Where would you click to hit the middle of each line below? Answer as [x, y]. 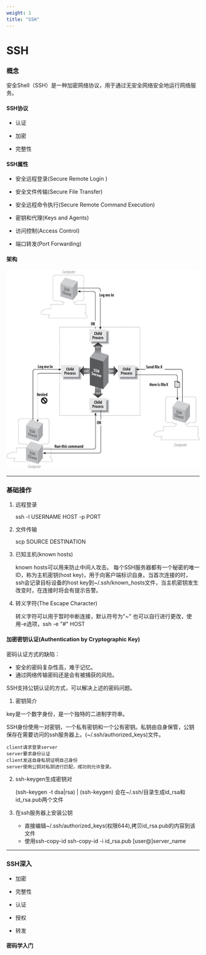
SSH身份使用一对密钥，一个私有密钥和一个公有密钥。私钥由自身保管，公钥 [101, 727]
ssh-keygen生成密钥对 [44, 779]
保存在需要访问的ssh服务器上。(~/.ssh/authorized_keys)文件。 [85, 734]
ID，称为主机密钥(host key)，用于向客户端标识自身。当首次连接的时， [103, 575]
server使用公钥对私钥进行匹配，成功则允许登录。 [60, 767]
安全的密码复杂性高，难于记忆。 [55, 667]
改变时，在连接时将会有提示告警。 [58, 591]
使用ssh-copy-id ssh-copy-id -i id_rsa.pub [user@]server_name [105, 841]
